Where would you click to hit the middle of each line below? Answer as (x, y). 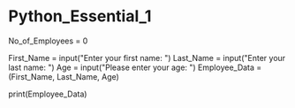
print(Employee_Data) (48, 94)
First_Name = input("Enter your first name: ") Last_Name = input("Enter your (147, 58)
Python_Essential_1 (80, 16)
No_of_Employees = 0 (48, 41)
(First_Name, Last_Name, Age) (64, 76)
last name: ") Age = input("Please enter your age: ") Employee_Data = (135, 67)
